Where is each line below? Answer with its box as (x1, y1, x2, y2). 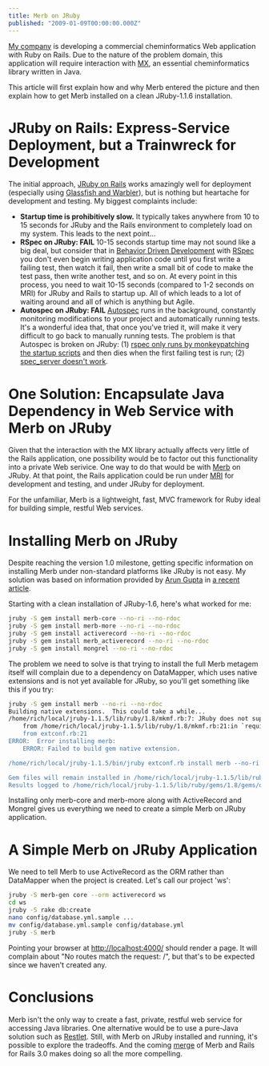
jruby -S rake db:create (8, 907, 91, 915)
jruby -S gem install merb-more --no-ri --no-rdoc (8, 622, 181, 630)
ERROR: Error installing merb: (8, 737, 116, 745)
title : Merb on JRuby (8, 11, 81, 20)
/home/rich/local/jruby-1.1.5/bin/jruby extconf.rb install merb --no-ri (8, 759, 260, 767)
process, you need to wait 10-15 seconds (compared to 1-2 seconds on (19, 280, 255, 289)
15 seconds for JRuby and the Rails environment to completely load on (19, 220, 252, 230)
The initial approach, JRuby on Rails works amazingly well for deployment (8, 180, 251, 189)
